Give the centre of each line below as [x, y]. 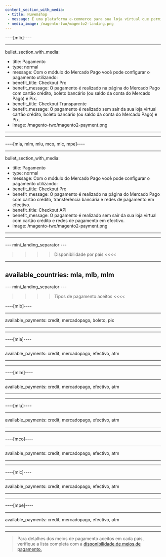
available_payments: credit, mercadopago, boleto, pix [60, 320]
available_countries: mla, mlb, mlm [60, 275]
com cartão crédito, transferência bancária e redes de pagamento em [83, 200]
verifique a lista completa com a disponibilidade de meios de [79, 544]
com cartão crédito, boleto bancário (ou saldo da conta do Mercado [81, 93]
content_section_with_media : [35, 10]
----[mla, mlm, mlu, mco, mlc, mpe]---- [45, 144]
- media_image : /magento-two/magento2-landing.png [60, 24]
